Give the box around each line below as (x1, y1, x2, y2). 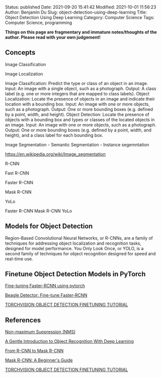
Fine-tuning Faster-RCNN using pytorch (5, 283, 85, 289)
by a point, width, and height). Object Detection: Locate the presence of (5, 111, 150, 117)
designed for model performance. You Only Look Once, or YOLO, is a (5, 245, 144, 251)
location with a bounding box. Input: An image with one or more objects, (5, 101, 150, 107)
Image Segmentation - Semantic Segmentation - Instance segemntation (5, 142, 150, 147)
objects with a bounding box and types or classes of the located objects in (5, 117, 155, 123)
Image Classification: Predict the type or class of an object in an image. (5, 80, 148, 86)
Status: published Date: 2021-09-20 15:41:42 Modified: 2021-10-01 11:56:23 (5, 4, 157, 10)
